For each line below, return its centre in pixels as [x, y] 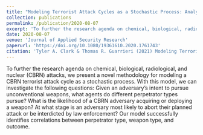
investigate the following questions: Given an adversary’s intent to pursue [98, 88]
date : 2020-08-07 [28, 35]
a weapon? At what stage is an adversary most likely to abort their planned [99, 107]
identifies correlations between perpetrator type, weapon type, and [90, 120]
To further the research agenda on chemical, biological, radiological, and [97, 68]
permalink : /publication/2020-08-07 [52, 23]
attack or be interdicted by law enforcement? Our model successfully [92, 113]
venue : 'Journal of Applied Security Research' [67, 40]
